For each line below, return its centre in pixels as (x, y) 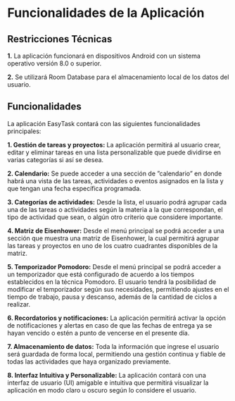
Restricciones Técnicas (60, 39)
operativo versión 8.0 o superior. (55, 63)
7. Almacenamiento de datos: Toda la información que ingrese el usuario (113, 346)
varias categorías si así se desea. (56, 159)
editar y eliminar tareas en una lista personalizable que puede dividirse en (114, 152)
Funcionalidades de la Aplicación (106, 13)
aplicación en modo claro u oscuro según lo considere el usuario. (102, 390)
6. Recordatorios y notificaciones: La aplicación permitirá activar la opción (117, 318)
